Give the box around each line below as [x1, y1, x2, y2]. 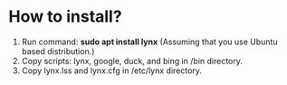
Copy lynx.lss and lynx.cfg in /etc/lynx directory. [21, 65, 203, 76]
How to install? [8, 6, 123, 27]
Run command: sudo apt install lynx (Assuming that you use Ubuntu [21, 36, 278, 47]
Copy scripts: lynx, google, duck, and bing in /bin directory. [21, 55, 244, 66]
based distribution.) [21, 45, 95, 56]
